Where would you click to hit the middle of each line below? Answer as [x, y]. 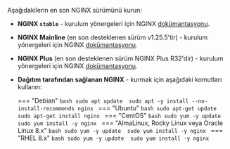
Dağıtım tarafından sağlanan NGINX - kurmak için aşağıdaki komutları [120, 79]
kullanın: [30, 87]
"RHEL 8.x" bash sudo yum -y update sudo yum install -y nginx [113, 138]
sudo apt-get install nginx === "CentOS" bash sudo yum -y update [119, 116]
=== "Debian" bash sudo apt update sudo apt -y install [103, 101]
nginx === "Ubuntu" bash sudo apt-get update [147, 108]
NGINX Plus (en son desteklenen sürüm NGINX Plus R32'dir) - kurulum [120, 58]
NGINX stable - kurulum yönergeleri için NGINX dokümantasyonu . [113, 24]
